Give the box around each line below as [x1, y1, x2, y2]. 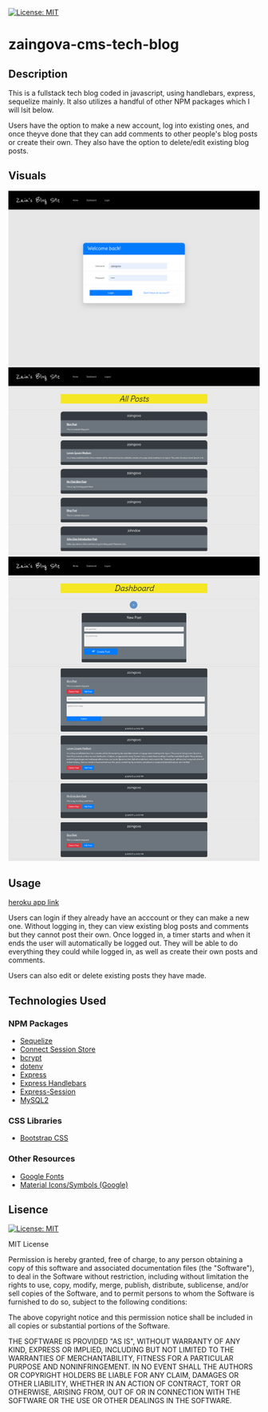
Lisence [8, 1202, 49, 1216]
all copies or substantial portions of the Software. [8, 1321, 170, 1331]
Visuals [8, 169, 46, 183]
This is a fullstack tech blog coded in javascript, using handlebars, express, [8, 88, 255, 97]
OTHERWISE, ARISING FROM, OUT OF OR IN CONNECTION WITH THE [8, 1387, 241, 1397]
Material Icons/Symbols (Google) [19, 1180, 129, 1190]
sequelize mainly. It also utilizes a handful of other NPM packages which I [8, 96, 250, 106]
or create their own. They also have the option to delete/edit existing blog [8, 138, 250, 147]
